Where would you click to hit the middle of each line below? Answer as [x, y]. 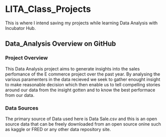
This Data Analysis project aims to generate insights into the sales [73, 68]
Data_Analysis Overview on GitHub [61, 44]
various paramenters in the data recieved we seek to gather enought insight [83, 79]
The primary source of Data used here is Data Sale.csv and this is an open [81, 119]
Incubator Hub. [21, 28]
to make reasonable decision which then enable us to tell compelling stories [83, 84]
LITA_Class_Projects [48, 9]
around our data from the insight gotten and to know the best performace [80, 90]
